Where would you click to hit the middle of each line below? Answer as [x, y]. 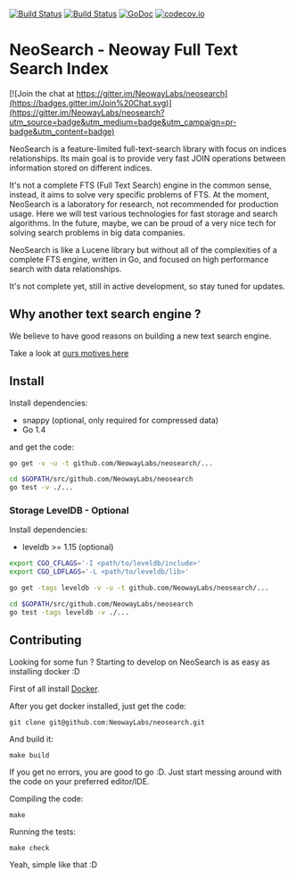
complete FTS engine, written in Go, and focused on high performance [139, 259]
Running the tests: [42, 832]
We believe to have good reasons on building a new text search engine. [140, 336]
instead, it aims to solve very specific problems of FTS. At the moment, [140, 194]
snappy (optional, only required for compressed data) [120, 420]
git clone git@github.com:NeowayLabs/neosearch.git [107, 722]
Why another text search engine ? [105, 314]
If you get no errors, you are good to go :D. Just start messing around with [146, 772]
